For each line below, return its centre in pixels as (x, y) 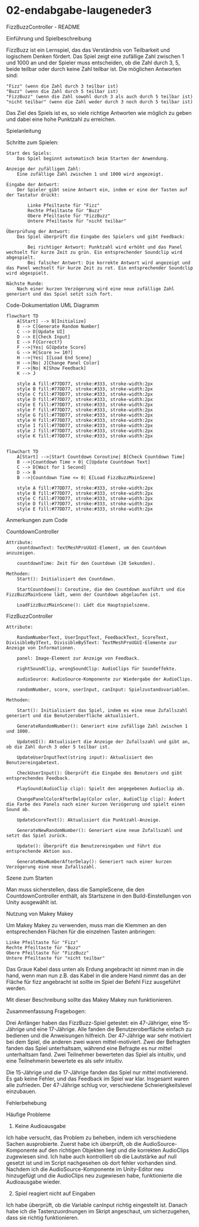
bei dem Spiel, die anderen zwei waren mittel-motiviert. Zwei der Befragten (98, 1042)
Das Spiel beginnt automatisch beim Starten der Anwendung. (93, 159)
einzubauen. (21, 1091)
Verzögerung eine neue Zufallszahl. (52, 867)
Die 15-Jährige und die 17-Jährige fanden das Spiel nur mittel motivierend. (97, 1072)
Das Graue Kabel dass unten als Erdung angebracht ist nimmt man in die (95, 969)
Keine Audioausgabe (40, 1126)
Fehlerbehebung (27, 1102)
